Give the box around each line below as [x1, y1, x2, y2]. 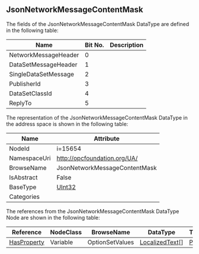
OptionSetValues [87, 238, 134, 246]
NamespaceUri [9, 154, 52, 162]
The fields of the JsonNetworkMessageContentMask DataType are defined [6, 20, 190, 27]
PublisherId [9, 79, 41, 88]
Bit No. [85, 41, 104, 49]
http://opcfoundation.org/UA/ [56, 154, 138, 162]
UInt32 [56, 183, 76, 191]
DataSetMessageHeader [9, 60, 78, 69]
